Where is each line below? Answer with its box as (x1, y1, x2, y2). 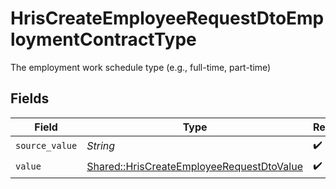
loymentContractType (10, 28, 197, 51)
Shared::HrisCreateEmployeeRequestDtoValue (86, 160, 303, 174)
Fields (10, 90, 50, 107)
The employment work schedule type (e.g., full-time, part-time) (10, 61, 272, 73)
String (86, 139, 116, 153)
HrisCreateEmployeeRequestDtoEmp (10, 7, 325, 30)
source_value (15, 140, 78, 152)
